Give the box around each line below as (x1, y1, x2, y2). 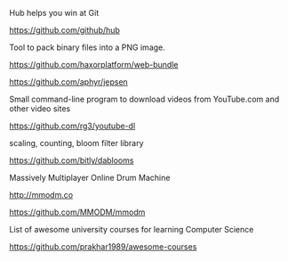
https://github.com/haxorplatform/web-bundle (9, 60, 179, 69)
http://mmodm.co (9, 190, 74, 200)
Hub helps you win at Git (9, 8, 100, 18)
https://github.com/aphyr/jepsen (9, 77, 129, 87)
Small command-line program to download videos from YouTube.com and (9, 94, 280, 104)
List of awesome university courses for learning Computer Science (9, 224, 254, 234)
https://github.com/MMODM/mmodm (9, 207, 146, 217)
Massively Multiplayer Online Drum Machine (9, 173, 171, 183)
